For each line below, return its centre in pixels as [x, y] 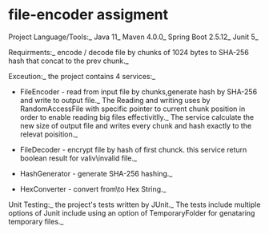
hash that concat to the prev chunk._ [69, 61]
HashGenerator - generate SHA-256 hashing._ [96, 173]
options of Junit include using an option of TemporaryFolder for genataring [132, 212]
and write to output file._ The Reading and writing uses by [115, 100]
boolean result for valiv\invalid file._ [78, 158]
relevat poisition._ [49, 134]
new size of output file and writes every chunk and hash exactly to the [136, 125]
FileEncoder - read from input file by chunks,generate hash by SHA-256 [139, 91]
